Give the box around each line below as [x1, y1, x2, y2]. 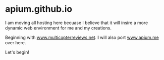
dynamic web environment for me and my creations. [5, 25, 112, 30]
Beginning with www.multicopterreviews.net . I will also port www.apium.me [5, 34, 159, 40]
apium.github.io [5, 3, 73, 15]
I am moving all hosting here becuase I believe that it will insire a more [5, 20, 148, 26]
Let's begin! [5, 49, 30, 55]
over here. [5, 39, 26, 45]
